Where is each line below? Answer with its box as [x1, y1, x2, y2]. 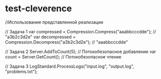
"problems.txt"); [5, 68, 38, 74]
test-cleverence [5, 3, 72, 14]
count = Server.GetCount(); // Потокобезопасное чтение [5, 53, 122, 59]
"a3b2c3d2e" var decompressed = [5, 34, 76, 40]
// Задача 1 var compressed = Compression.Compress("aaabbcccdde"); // [5, 28, 157, 34]
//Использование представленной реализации [5, 19, 103, 25]
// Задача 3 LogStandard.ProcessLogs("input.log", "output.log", [5, 63, 134, 69]
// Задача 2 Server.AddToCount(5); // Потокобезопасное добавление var [5, 49, 157, 54]
